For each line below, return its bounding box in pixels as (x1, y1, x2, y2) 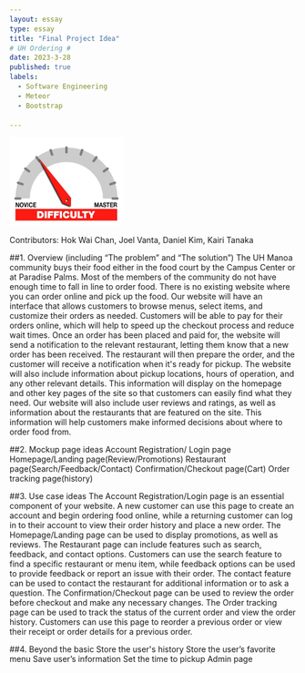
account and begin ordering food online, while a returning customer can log (9, 510, 293, 521)
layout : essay (9, 15, 64, 24)
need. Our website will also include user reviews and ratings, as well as (9, 397, 276, 409)
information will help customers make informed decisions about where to (9, 417, 283, 428)
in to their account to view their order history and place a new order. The (9, 520, 281, 531)
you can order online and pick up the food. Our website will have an (9, 291, 263, 302)
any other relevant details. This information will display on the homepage (9, 378, 282, 389)
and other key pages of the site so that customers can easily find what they (9, 388, 292, 399)
